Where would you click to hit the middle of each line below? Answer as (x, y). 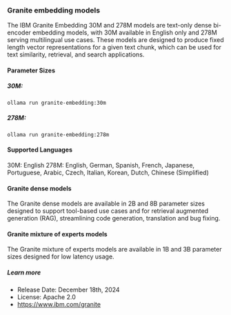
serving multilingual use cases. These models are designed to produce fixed (115, 40)
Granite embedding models (54, 10)
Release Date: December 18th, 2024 (68, 290)
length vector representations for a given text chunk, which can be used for (114, 48)
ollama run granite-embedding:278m (58, 134)
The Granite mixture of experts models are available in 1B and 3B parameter (114, 250)
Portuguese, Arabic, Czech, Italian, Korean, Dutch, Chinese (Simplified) (108, 173)
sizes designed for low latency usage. (61, 256)
